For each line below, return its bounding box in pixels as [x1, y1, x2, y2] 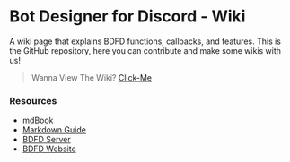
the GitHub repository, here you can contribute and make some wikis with [9, 45, 281, 55]
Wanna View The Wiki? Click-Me [31, 72, 153, 82]
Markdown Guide [22, 124, 87, 135]
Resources [9, 94, 57, 107]
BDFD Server [22, 134, 72, 145]
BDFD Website [22, 143, 76, 154]
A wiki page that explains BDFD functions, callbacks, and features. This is [9, 36, 281, 47]
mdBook [22, 115, 54, 126]
